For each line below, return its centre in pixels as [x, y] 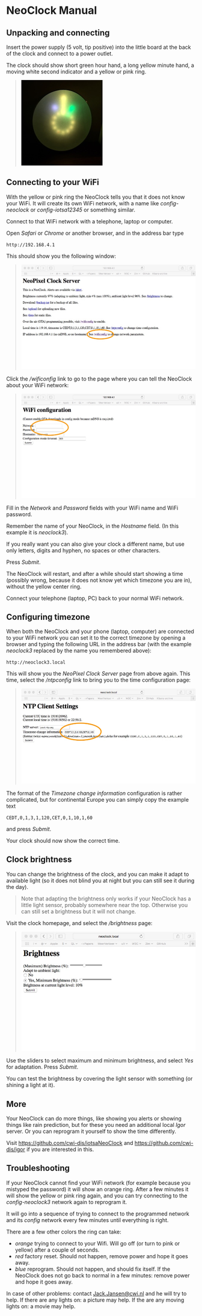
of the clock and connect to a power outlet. [60, 54]
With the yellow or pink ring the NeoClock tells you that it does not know [96, 197]
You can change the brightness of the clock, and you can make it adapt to [98, 874]
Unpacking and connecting [58, 33]
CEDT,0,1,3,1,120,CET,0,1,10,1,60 [50, 818]
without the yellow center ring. [44, 586]
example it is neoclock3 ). [37, 532]
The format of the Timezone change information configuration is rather [94, 793]
